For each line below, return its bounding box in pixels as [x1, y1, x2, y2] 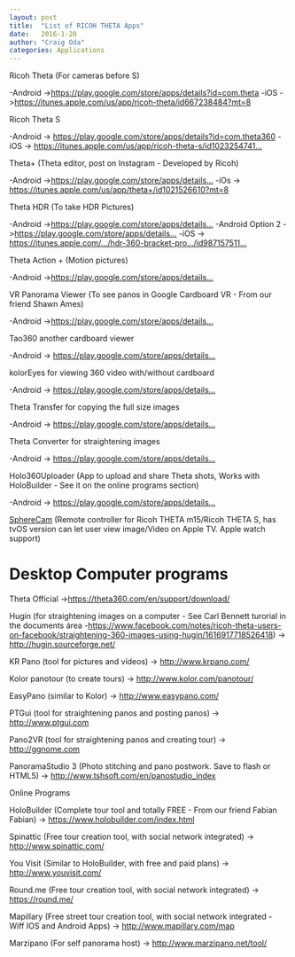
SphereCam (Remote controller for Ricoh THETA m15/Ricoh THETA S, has [9, 514, 276, 525]
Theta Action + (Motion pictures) [9, 255, 128, 266]
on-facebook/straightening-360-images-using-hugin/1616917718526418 [9, 630, 274, 640]
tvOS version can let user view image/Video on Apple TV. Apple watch [9, 524, 266, 535]
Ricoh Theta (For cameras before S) [9, 70, 140, 81]
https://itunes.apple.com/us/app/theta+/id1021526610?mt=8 [9, 184, 229, 195]
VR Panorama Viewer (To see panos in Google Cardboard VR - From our [9, 289, 272, 300]
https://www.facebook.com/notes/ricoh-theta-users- [88, 620, 282, 631]
